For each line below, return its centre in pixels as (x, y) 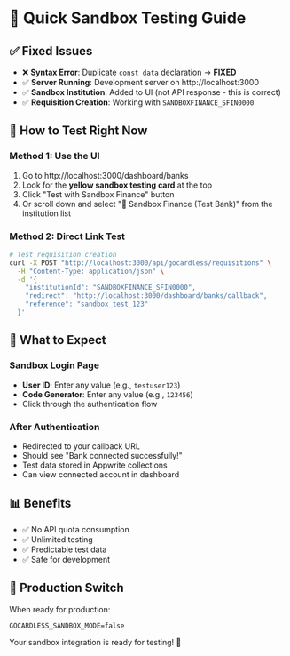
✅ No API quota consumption (76, 529)
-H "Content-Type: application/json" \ (91, 271)
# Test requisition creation (63, 254)
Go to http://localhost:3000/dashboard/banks (105, 175)
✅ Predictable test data (64, 549)
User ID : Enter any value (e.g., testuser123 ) (101, 385)
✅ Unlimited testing (57, 539)
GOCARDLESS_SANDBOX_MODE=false (67, 626)
